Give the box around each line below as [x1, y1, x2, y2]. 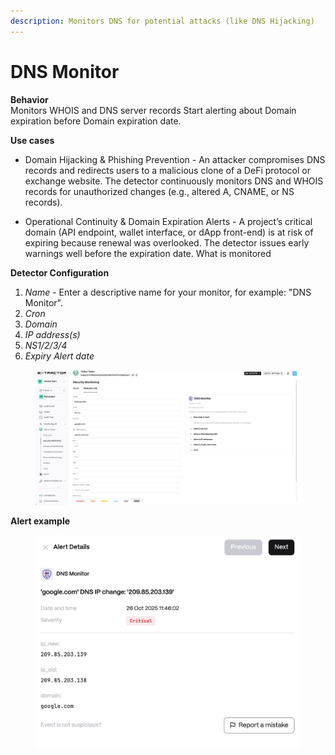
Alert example [10, 515, 71, 527]
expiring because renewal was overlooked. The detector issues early [24, 236, 310, 249]
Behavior [10, 93, 49, 105]
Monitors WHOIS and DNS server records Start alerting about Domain [10, 104, 297, 116]
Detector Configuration [10, 266, 110, 279]
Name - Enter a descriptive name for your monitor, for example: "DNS [24, 286, 312, 298]
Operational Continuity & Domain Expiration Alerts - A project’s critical [24, 215, 313, 227]
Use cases [10, 134, 55, 146]
